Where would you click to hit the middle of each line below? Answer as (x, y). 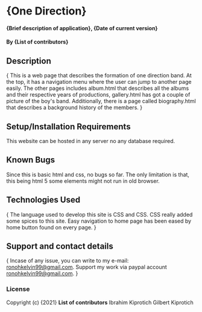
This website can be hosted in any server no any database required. (91, 141)
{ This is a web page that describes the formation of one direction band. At (99, 75)
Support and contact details (60, 247)
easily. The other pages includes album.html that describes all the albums (98, 88)
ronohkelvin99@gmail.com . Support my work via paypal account (87, 267)
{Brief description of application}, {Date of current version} (82, 28)
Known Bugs (31, 160)
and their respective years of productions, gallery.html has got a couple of (98, 95)
